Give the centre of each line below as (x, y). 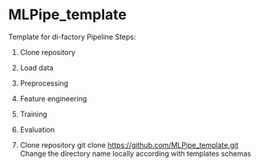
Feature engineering (53, 98)
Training (34, 114)
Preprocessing (44, 83)
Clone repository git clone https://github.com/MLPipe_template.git (129, 144)
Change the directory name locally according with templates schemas (135, 153)
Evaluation (37, 129)
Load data (36, 67)
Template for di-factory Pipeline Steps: (72, 37)
